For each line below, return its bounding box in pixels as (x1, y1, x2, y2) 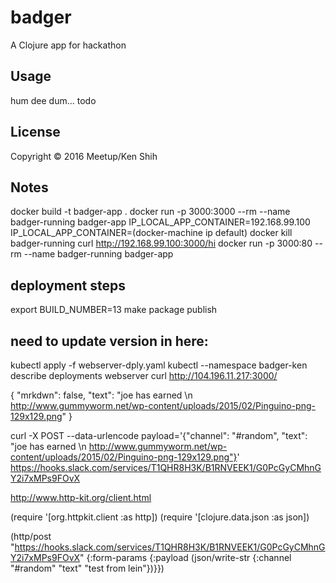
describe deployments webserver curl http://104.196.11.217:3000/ (10, 370, 278, 381)
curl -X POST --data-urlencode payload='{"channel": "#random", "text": (10, 430, 308, 441)
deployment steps (10, 277, 126, 294)
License (10, 124, 61, 141)
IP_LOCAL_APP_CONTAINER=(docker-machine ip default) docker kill (10, 227, 293, 239)
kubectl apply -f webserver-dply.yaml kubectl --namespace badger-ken (10, 359, 308, 371)
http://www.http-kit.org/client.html (10, 492, 152, 503)
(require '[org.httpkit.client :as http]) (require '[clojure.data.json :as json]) (10, 511, 310, 523)
